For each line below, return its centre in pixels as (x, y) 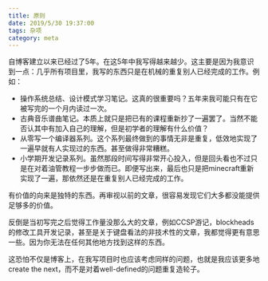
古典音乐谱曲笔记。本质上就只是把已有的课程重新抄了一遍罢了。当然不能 (138, 119)
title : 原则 (27, 16)
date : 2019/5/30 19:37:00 (51, 23)
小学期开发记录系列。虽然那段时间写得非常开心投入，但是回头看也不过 (135, 158)
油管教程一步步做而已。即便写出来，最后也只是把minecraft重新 (151, 168)
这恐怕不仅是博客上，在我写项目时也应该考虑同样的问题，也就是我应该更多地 (134, 259)
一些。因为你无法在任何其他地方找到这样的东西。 (89, 242)
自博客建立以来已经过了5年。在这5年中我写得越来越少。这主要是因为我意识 (131, 61)
